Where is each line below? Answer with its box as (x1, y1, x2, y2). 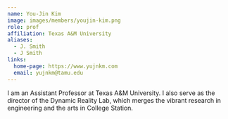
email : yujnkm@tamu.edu (13, 69, 83, 76)
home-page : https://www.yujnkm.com (13, 63, 118, 70)
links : (7, 56, 27, 63)
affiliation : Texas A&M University (7, 30, 112, 37)
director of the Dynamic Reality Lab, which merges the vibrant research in (7, 96, 222, 104)
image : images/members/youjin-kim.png (7, 17, 121, 24)
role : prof (7, 23, 39, 30)
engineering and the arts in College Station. (7, 104, 134, 112)
